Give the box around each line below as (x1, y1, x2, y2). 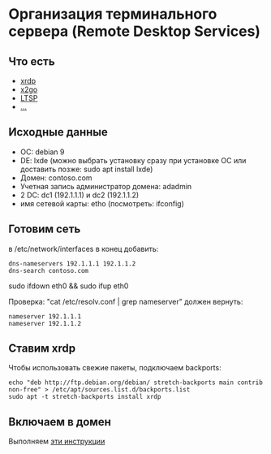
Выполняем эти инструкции (8, 436, 105, 447)
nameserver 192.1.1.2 (8, 319, 82, 327)
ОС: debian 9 (19, 147, 65, 157)
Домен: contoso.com (19, 172, 92, 183)
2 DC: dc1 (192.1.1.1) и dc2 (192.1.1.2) (19, 190, 140, 200)
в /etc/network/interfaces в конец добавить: (8, 244, 159, 253)
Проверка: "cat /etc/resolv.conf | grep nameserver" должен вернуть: (8, 296, 243, 306)
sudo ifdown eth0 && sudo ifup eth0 (8, 281, 129, 291)
